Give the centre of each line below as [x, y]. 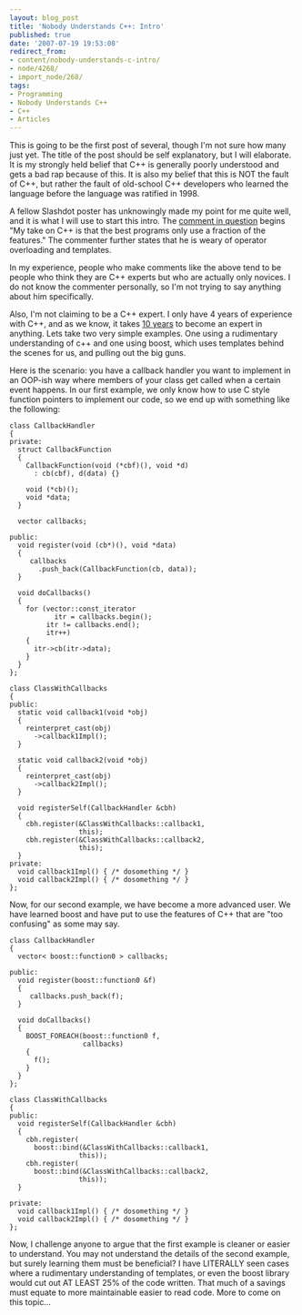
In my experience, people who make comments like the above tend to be [146, 268]
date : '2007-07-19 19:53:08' [65, 43]
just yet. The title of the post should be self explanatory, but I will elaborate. [151, 155]
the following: [35, 410]
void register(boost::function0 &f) [87, 981]
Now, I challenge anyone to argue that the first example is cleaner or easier [150, 1244]
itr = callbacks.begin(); [103, 617]
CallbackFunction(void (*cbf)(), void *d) [107, 466]
